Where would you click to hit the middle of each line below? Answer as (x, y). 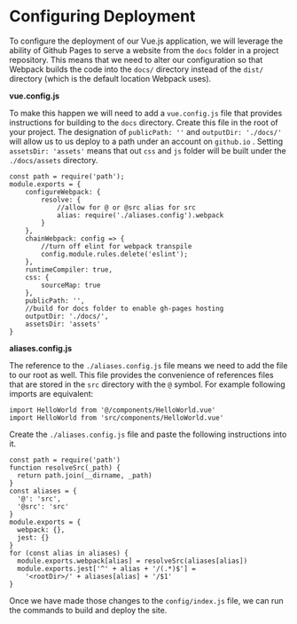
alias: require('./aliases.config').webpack (140, 215)
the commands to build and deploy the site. (88, 610)
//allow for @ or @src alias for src (126, 207)
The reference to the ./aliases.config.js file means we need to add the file (148, 365)
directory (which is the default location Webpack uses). (110, 78)
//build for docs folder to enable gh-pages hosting (125, 308)
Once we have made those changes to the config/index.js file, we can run (146, 600)
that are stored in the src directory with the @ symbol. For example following (147, 384)
